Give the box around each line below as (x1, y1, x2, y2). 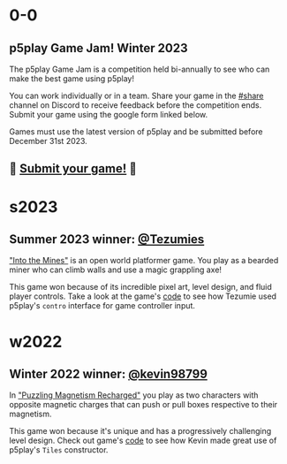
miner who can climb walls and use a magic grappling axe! (9, 264, 223, 275)
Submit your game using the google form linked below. (9, 110, 208, 119)
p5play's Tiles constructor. (9, 445, 109, 455)
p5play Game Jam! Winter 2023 (9, 41, 188, 56)
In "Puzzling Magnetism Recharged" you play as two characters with (9, 390, 259, 400)
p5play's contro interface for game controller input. (9, 300, 196, 311)
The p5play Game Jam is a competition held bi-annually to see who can (9, 64, 270, 74)
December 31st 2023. (9, 136, 88, 146)
